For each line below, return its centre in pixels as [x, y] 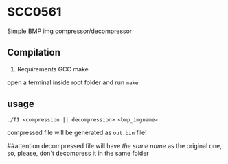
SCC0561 [34, 12]
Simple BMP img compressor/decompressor [70, 31]
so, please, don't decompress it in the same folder [78, 153]
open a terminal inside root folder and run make [73, 82]
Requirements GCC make [53, 69]
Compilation [34, 52]
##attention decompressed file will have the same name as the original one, [114, 145]
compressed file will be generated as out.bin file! [77, 132]
